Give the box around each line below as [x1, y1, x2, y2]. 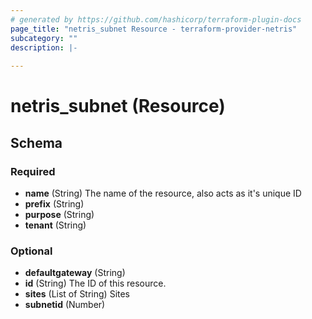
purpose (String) [24, 209, 95, 220]
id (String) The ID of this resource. [24, 277, 167, 290]
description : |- [10, 42, 78, 53]
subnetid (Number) [24, 299, 106, 311]
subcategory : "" [10, 33, 78, 43]
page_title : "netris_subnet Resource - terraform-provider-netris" [10, 24, 298, 34]
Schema [10, 134, 63, 151]
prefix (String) [24, 198, 85, 210]
